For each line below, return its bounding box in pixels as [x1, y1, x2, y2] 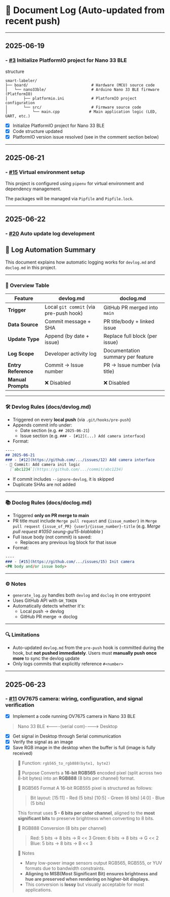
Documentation [103, 347, 140, 354]
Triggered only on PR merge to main [12, 512, 90, 518]
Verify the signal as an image [12, 739, 73, 745]
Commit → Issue [45, 361, 83, 368]
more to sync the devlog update [12, 655, 80, 662]
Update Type [8, 335, 39, 343]
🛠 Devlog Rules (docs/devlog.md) [5, 403, 92, 410]
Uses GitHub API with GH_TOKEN [12, 597, 77, 604]
